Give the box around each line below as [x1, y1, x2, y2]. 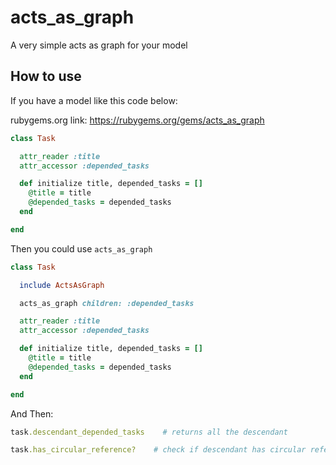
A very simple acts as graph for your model [10, 39, 188, 51]
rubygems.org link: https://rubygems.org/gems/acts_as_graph [10, 114, 265, 126]
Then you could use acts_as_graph [10, 242, 153, 255]
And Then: [10, 407, 54, 420]
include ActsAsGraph [19, 280, 105, 290]
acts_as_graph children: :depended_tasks [19, 298, 195, 308]
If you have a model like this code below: [10, 94, 178, 106]
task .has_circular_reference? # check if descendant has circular [10, 445, 307, 455]
